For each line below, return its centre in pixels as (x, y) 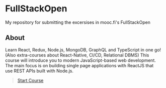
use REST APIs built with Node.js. (39, 71)
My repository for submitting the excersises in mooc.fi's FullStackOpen (78, 22)
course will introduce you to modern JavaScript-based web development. (81, 60)
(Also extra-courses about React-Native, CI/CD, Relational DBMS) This (77, 55)
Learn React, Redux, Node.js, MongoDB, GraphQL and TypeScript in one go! (83, 49)
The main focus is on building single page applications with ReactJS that (80, 65)
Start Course (30, 80)
